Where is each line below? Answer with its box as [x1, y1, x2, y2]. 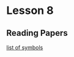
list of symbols [6, 44, 43, 51]
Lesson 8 [6, 4, 54, 18]
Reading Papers [6, 28, 68, 38]
